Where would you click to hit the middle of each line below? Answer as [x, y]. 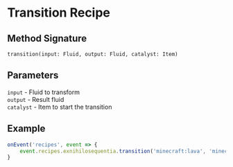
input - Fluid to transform [44, 92]
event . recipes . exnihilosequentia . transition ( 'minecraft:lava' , [113, 151]
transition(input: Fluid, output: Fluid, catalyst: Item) [93, 54]
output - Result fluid [36, 99]
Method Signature [47, 38]
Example [26, 129]
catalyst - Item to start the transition [60, 107]
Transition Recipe [59, 13]
